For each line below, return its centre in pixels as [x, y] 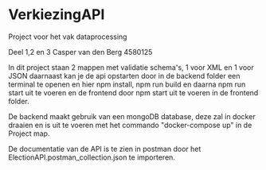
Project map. [29, 133]
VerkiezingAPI [57, 15]
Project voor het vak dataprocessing [68, 37]
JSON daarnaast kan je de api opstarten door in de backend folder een [124, 75]
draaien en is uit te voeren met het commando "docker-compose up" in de [130, 125]
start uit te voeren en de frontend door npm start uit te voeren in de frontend [133, 92]
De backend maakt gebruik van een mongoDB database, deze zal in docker [132, 116]
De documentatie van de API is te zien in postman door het [105, 149]
